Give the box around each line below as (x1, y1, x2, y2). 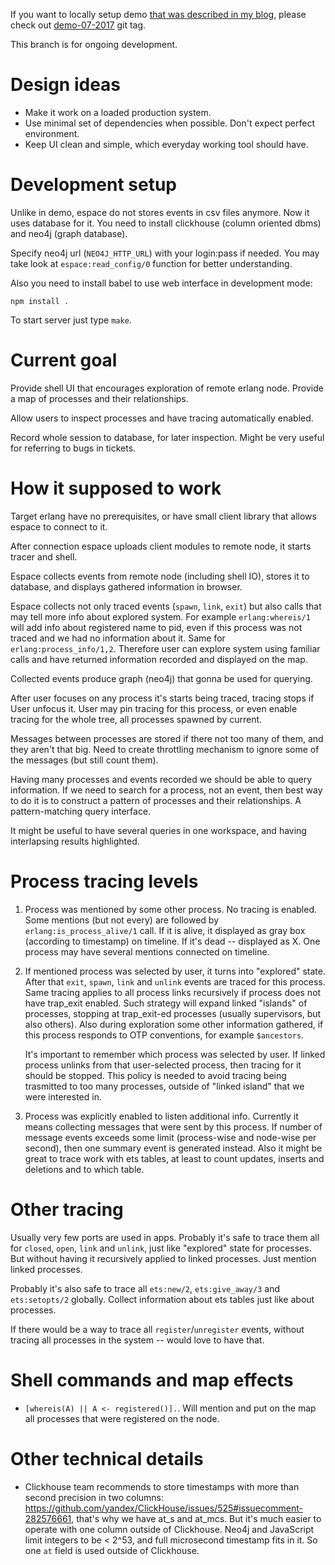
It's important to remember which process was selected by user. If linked (24, 1048, 326, 1060)
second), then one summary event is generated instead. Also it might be (24, 1142, 323, 1154)
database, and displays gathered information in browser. (10, 580, 243, 593)
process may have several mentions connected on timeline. (24, 945, 270, 958)
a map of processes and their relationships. (10, 392, 189, 404)
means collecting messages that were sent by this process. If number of (24, 1120, 323, 1133)
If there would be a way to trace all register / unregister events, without (10, 1323, 305, 1335)
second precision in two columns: (24, 1491, 165, 1503)
